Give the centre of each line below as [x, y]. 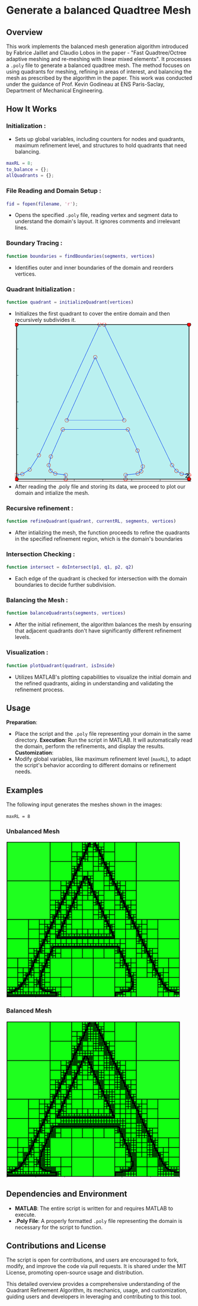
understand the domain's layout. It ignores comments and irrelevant [98, 221]
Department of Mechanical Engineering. [55, 90]
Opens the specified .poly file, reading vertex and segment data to [96, 215]
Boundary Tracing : [34, 243]
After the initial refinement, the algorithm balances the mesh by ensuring [103, 625]
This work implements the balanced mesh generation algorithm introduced [97, 46]
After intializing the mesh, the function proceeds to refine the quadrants [102, 532]
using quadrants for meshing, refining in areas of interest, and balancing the [99, 71]
